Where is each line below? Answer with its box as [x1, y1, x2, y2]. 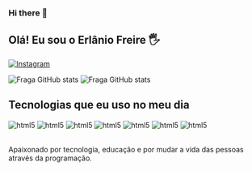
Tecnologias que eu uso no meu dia [8, 98, 190, 112]
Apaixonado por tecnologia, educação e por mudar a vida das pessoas [8, 145, 244, 155]
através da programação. [8, 153, 93, 163]
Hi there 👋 [8, 7, 48, 19]
